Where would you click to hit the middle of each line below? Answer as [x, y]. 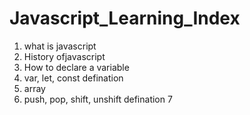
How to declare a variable [76, 67]
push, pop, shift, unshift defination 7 [98, 99]
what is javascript [60, 46]
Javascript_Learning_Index [125, 18]
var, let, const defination [73, 78]
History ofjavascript [64, 56]
